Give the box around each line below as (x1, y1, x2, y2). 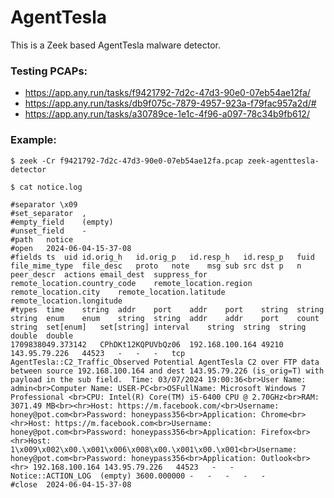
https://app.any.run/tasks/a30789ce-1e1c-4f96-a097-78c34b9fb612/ (24, 108, 310, 120)
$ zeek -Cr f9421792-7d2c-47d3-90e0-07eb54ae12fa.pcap (10, 156, 244, 166)
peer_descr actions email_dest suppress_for (10, 269, 208, 280)
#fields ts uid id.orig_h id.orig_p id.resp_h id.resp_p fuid (10, 252, 315, 262)
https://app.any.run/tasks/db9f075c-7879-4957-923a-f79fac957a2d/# (24, 97, 317, 110)
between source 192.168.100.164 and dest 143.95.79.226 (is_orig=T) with (10, 366, 325, 376)
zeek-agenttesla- (247, 156, 320, 166)
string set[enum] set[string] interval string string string (10, 322, 307, 332)
